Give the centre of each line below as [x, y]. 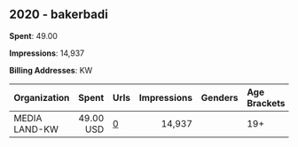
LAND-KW [36, 129]
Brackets [266, 103]
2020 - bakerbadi [59, 15]
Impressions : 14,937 [47, 53]
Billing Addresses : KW [51, 70]
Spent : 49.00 [33, 35]
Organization [42, 97]
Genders [220, 97]
